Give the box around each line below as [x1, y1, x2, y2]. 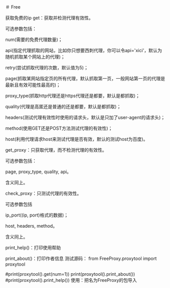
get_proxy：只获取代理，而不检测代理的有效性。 [5, 147, 107, 153]
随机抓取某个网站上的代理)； [5, 54, 65, 60]
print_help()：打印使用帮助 [5, 245, 61, 251]
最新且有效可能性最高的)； [5, 82, 61, 88]
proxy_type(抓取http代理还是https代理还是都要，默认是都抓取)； [5, 93, 140, 99]
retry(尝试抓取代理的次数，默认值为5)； [5, 65, 88, 70]
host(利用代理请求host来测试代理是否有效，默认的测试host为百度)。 [5, 136, 148, 142]
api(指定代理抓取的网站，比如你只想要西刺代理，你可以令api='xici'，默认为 [5, 47, 162, 53]
